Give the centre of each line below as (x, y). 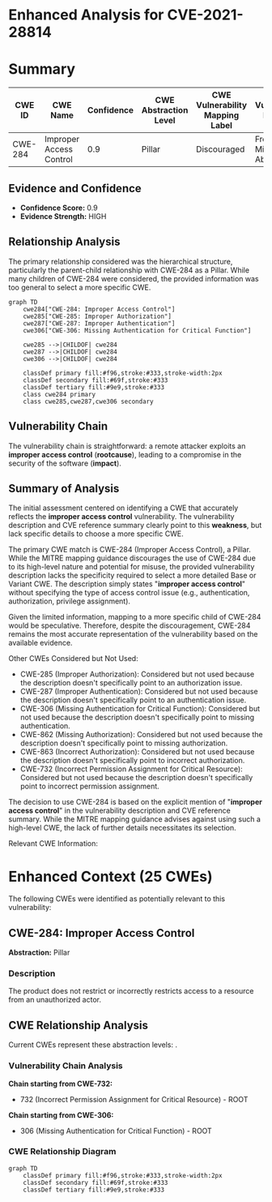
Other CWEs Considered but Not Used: (74, 659)
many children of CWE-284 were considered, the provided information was (134, 278)
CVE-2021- (206, 15)
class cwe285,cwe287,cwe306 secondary (88, 401)
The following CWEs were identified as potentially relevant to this (117, 899)
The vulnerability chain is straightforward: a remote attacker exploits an (127, 446)
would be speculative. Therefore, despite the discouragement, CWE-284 (130, 625)
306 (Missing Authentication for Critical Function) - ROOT (116, 1131)
